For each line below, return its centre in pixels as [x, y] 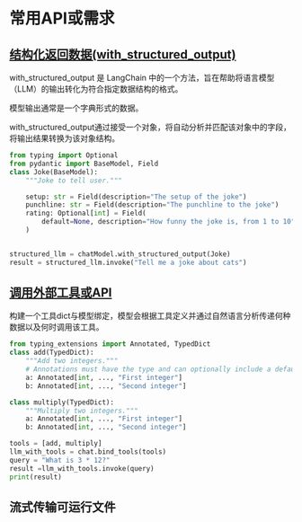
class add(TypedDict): [52, 353]
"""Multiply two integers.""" [82, 411]
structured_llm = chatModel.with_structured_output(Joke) [120, 254]
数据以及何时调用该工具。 [57, 327]
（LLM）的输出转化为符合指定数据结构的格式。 [96, 89]
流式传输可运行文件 [62, 507]
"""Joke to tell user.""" [74, 181]
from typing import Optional [64, 155]
